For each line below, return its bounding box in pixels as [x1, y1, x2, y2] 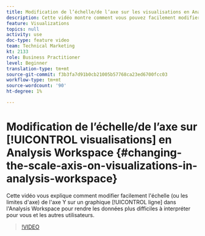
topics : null [6, 26, 40, 32]
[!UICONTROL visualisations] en [6, 133, 172, 147]
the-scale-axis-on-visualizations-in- [6, 159, 198, 173]
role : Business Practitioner [6, 54, 81, 60]
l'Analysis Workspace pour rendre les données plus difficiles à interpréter [6, 205, 191, 212]
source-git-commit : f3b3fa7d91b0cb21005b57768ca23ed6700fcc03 [6, 71, 168, 77]
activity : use [6, 32, 43, 38]
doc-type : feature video [6, 37, 70, 43]
